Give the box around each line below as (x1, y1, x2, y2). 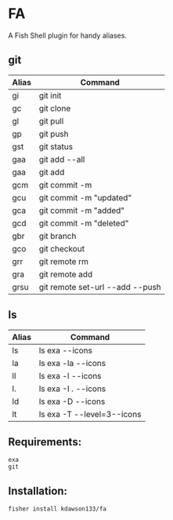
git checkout (38, 243, 85, 254)
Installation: (8, 484, 68, 497)
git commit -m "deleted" (38, 218, 129, 229)
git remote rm (38, 256, 88, 267)
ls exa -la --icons (38, 357, 106, 368)
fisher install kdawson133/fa (8, 505, 107, 513)
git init (38, 90, 62, 101)
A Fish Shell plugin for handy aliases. (8, 31, 128, 40)
